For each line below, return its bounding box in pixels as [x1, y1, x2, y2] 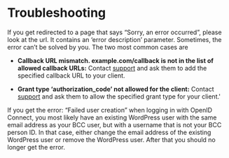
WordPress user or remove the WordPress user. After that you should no [7, 135, 216, 144]
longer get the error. [7, 143, 65, 151]
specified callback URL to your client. [17, 71, 125, 80]
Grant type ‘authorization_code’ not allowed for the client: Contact [17, 85, 215, 93]
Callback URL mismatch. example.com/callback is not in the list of [17, 56, 214, 64]
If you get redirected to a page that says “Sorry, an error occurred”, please [7, 28, 222, 36]
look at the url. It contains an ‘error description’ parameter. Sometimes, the [7, 35, 222, 43]
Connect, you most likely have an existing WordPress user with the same [7, 113, 217, 122]
